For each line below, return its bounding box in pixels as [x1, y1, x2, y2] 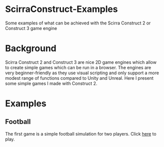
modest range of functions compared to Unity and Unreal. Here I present [5, 75, 154, 81]
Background [5, 43, 56, 54]
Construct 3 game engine [5, 25, 57, 31]
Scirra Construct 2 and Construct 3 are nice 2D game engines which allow [5, 59, 157, 65]
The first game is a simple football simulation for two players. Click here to [5, 131, 157, 137]
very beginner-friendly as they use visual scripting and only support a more [5, 70, 160, 76]
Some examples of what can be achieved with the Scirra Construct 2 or [5, 20, 151, 26]
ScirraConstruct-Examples [5, 3, 118, 15]
